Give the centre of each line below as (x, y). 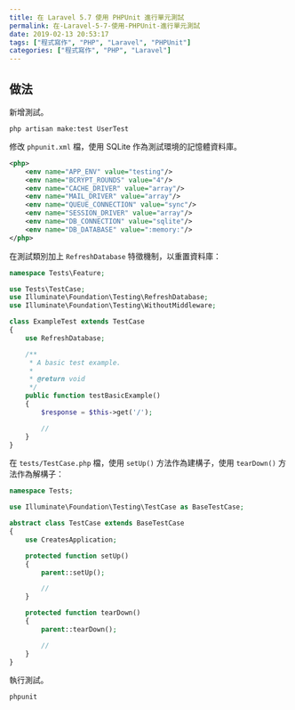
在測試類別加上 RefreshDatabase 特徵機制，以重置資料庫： (116, 256)
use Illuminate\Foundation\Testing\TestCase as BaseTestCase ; (127, 507)
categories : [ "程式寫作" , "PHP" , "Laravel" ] (90, 51)
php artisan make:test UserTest (69, 129)
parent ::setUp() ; (73, 572)
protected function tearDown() (83, 613)
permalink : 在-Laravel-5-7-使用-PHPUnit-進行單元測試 (105, 26)
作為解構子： (40, 474)
